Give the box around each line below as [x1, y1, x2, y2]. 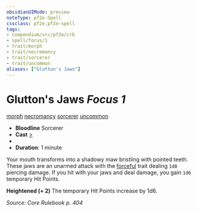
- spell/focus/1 [6, 37, 48, 44]
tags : [6, 26, 20, 32]
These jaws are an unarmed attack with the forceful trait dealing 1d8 [6, 162, 177, 170]
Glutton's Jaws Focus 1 [6, 93, 126, 106]
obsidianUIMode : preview [6, 9, 70, 15]
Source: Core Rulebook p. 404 [6, 199, 83, 206]
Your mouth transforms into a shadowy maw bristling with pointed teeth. [6, 156, 188, 163]
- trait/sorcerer [6, 55, 51, 61]
